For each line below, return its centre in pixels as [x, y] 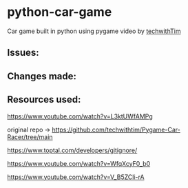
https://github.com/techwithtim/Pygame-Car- [116, 129]
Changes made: [42, 76]
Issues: [23, 53]
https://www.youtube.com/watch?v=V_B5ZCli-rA [76, 177]
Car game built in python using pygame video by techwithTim [94, 31]
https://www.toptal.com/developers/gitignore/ [72, 150]
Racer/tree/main [30, 137]
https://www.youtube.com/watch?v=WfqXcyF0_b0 [79, 163]
